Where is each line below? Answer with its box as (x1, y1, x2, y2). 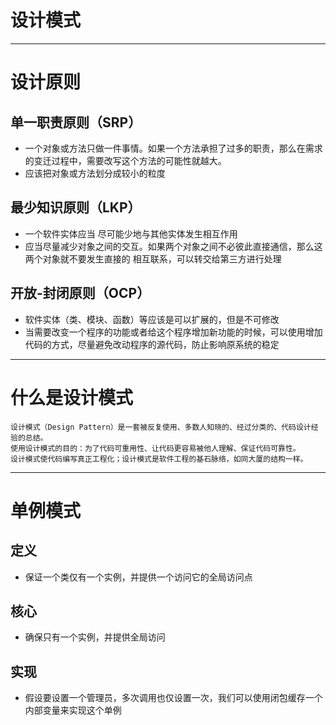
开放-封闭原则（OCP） (10, 285, 151, 302)
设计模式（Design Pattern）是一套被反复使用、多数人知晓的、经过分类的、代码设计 (10, 422, 312, 432)
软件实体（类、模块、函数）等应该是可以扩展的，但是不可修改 (24, 313, 280, 325)
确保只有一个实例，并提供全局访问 (24, 631, 166, 643)
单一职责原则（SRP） (10, 114, 142, 131)
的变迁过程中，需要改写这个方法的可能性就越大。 (24, 154, 227, 166)
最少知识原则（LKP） (10, 199, 142, 216)
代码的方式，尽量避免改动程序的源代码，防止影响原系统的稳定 (24, 338, 280, 350)
